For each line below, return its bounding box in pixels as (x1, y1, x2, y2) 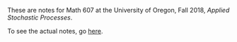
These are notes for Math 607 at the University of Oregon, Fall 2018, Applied (7, 6, 230, 14)
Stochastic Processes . (7, 13, 73, 22)
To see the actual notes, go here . (7, 27, 104, 35)
